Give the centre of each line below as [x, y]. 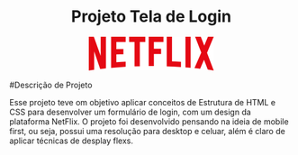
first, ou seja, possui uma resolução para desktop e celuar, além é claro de [147, 131]
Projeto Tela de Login [151, 17]
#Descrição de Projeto [51, 85]
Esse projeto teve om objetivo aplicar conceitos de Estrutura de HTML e [143, 102]
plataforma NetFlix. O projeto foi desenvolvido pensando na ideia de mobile [149, 121]
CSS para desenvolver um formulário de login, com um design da [131, 112]
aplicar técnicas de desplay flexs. [71, 141]
